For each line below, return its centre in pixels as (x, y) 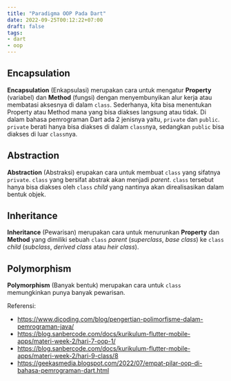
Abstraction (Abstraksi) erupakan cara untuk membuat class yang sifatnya (114, 172)
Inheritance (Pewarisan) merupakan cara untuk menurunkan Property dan (113, 232)
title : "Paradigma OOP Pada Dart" (57, 13)
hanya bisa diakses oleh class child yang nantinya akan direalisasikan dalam (115, 187)
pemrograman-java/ (46, 327)
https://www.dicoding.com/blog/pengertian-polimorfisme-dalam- (110, 319)
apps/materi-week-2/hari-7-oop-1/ (66, 341)
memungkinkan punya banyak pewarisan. (66, 293)
